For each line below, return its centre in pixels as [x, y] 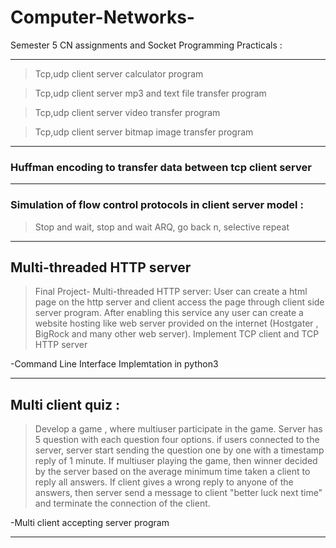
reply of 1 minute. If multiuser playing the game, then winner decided [176, 461]
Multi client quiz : [65, 404]
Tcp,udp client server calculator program [119, 73]
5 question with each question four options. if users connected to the [177, 440]
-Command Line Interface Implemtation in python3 [114, 364]
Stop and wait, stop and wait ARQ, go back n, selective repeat [162, 227]
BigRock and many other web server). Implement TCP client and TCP [177, 334]
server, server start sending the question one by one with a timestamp [179, 450]
